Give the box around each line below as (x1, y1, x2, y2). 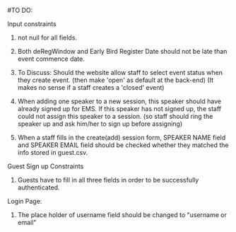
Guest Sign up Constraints (7, 162, 84, 170)
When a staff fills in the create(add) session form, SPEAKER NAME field (17, 134, 226, 141)
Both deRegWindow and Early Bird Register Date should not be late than (17, 47, 228, 55)
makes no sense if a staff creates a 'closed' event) (17, 83, 165, 91)
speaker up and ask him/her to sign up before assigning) (17, 120, 183, 128)
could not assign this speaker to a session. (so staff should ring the (17, 112, 213, 120)
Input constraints (7, 20, 57, 28)
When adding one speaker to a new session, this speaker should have (17, 97, 221, 105)
